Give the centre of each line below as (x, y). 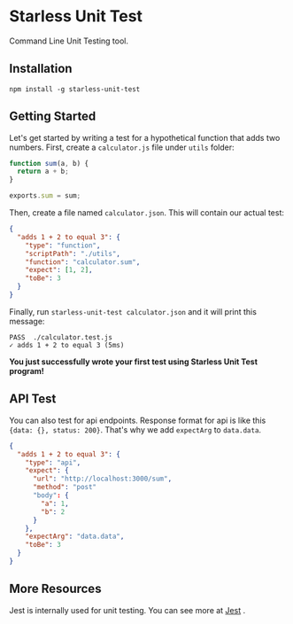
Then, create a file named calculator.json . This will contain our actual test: (147, 213)
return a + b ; (43, 172)
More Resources (55, 589)
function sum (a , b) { (49, 163)
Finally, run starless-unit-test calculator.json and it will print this (133, 311)
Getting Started (53, 117)
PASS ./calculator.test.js (61, 337)
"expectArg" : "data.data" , (75, 537)
